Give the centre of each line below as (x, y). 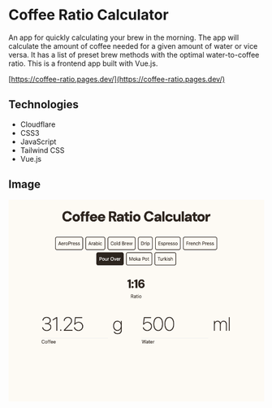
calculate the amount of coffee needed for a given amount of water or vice (133, 46)
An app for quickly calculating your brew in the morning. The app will (124, 37)
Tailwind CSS (42, 150)
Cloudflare (38, 124)
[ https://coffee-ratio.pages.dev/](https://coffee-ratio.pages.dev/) (117, 79)
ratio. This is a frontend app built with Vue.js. (83, 63)
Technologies (44, 104)
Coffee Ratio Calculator (89, 15)
